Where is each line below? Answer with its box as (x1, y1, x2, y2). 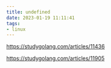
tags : (6, 20, 20, 26)
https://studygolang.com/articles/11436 (6, 43, 105, 50)
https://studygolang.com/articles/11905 (6, 55, 105, 62)
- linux (6, 26, 26, 32)
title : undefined (6, 9, 51, 15)
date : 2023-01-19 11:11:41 (6, 15, 75, 21)
